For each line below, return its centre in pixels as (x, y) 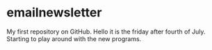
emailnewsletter (54, 13)
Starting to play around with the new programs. (74, 38)
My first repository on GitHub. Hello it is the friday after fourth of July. (106, 32)
